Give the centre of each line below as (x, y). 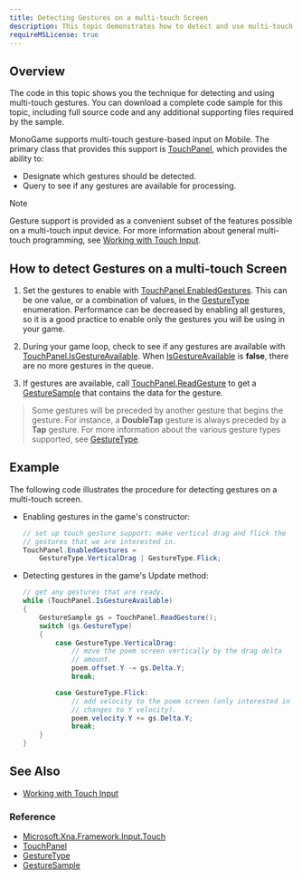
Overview (38, 71)
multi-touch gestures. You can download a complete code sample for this (146, 103)
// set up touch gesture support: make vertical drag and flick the (154, 533)
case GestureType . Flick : (102, 693)
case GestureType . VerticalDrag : (116, 643)
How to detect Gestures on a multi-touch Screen (148, 268)
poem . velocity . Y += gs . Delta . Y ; (132, 718)
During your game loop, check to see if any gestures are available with (154, 346)
